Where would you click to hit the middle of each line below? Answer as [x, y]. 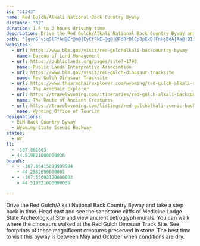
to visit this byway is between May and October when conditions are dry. [96, 236]
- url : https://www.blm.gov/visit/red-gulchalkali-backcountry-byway [99, 51]
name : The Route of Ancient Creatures [65, 100]
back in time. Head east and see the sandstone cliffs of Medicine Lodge [94, 211]
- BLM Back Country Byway [44, 122]
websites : [18, 45]
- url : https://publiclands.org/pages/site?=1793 [74, 61]
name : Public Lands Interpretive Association [74, 67]
